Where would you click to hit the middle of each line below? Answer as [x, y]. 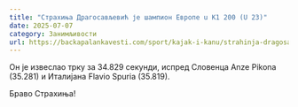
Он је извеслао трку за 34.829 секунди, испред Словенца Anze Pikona [143, 67]
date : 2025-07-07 [41, 26]
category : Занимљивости [53, 34]
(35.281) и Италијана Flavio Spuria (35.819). [90, 77]
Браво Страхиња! [43, 94]
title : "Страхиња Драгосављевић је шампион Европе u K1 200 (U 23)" [138, 17]
